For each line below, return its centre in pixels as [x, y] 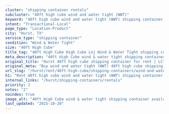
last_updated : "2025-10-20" [35, 104]
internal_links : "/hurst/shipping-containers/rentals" [64, 80]
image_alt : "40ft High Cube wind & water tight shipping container [77, 99]
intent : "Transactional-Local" [38, 24]
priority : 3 [18, 85]
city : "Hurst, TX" [24, 33]
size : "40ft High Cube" [30, 47]
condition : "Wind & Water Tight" [40, 43]
